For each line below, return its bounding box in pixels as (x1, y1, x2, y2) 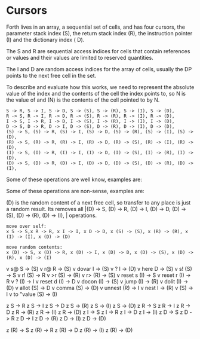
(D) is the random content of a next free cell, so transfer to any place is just (6, 198, 191, 206)
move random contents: (6, 244, 63, 250)
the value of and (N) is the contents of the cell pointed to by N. (6, 96, 160, 103)
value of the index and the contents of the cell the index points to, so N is (6, 90, 186, 97)
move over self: (6, 223, 47, 229)
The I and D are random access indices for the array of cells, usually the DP (6, 65, 192, 72)
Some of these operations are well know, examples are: (6, 176, 142, 183)
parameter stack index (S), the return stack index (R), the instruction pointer (6, 29, 193, 36)
